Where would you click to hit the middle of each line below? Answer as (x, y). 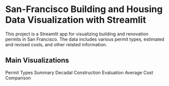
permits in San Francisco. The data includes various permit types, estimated (85, 39)
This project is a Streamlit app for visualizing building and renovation (77, 34)
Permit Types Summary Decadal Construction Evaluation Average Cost (79, 72)
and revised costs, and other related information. (56, 44)
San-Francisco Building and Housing (84, 9)
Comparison (18, 78)
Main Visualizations (37, 61)
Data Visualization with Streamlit (76, 20)
